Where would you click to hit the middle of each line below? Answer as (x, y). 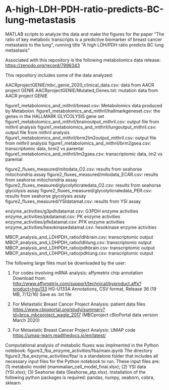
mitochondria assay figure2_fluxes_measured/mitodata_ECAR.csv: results (82, 174)
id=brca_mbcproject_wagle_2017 (47, 315)
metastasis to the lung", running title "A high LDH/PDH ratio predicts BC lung (84, 45)
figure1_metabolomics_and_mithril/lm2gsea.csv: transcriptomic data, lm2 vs (84, 154)
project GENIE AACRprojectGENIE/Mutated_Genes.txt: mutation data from (81, 90)
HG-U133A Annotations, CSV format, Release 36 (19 (102, 289)
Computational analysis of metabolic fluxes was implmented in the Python (82, 345)
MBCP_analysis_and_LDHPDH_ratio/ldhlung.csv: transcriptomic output (78, 242)
